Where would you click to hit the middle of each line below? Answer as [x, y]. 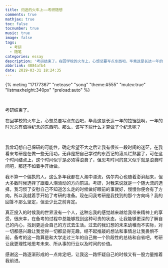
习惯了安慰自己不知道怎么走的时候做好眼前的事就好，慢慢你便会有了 [88, 189]
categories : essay [24, 56]
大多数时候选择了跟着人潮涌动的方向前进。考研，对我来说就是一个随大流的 [82, 183]
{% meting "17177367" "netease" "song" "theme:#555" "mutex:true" [75, 85]
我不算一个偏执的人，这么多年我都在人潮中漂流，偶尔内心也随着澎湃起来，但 [84, 177]
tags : [11, 43]
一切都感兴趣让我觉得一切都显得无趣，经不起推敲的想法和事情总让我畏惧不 [82, 231]
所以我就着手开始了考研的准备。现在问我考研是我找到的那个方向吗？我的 [88, 195]
